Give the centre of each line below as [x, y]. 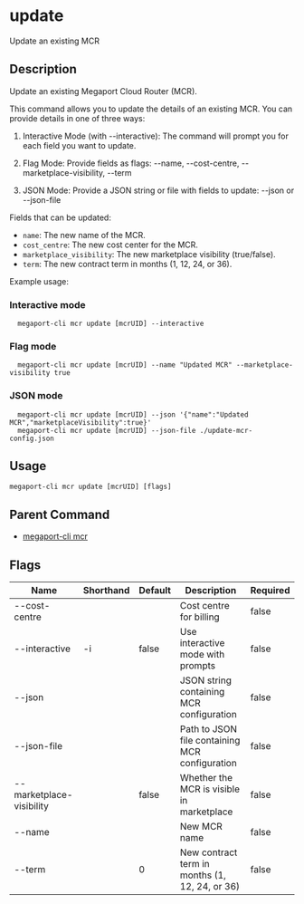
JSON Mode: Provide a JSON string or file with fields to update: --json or [158, 190]
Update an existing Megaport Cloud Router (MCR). [103, 91]
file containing [210, 741]
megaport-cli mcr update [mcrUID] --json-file [107, 430]
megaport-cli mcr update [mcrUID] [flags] [90, 487]
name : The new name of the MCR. [84, 235]
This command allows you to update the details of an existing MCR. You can [151, 109]
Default [155, 591]
